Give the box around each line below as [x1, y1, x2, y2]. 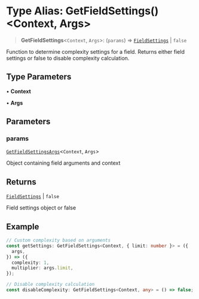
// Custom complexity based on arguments [6, 238, 111, 243]
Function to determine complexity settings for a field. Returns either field [6, 48, 185, 55]
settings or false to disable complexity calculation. [6, 54, 130, 61]
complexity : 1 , [11, 260, 50, 266]
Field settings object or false [6, 204, 76, 211]
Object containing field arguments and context [6, 159, 121, 167]
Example [6, 221, 39, 232]
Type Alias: [6, 4, 64, 18]
